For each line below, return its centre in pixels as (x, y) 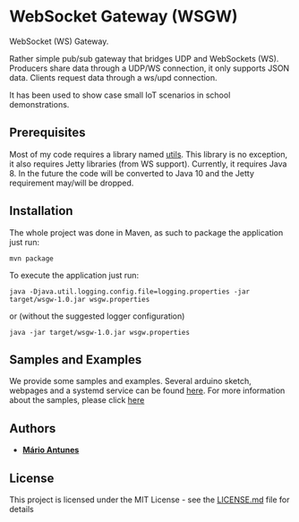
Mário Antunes (51, 450)
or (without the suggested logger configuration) (97, 316)
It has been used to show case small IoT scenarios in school (120, 95)
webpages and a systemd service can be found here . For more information (147, 390)
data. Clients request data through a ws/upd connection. (113, 77)
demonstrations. (39, 104)
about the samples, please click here (77, 400)
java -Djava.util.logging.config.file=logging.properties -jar (130, 291)
